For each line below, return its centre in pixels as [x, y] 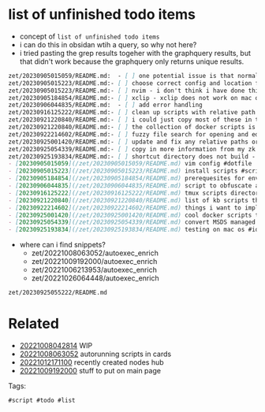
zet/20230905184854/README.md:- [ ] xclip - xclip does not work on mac [130, 98]
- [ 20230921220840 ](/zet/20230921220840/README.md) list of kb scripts [128, 200]
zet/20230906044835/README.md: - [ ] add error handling [105, 105]
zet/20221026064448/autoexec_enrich [95, 278]
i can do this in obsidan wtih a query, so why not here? [108, 44]
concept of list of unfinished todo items [90, 36]
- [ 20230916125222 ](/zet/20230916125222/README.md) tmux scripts [118, 193]
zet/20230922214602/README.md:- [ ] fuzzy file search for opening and [128, 134]
